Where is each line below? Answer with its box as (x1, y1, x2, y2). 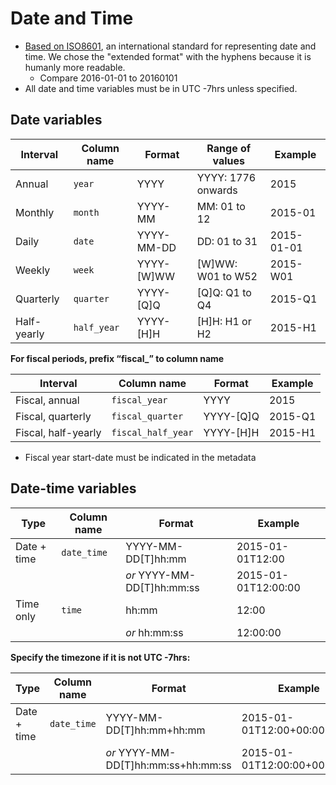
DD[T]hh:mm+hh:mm (105, 723, 206, 737)
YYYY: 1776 (196, 170, 257, 184)
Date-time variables (10, 480, 137, 497)
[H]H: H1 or (196, 314, 252, 328)
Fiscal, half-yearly (15, 425, 102, 439)
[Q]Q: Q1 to (196, 285, 252, 299)
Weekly (15, 263, 51, 277)
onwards (196, 183, 238, 197)
